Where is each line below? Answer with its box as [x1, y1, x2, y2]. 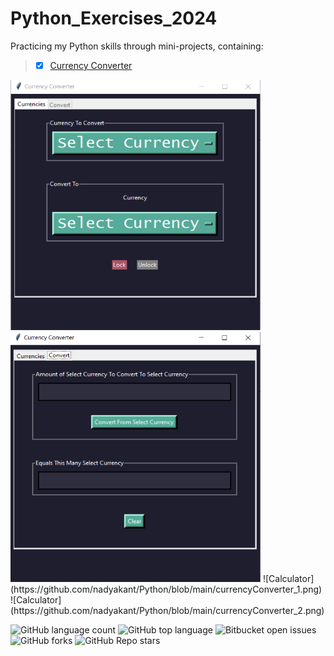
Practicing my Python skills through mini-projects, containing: [10, 40, 264, 52]
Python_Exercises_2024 [10, 7, 218, 30]
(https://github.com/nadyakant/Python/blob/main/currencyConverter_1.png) [10, 583, 323, 595]
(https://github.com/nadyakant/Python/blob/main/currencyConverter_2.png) [10, 605, 325, 616]
